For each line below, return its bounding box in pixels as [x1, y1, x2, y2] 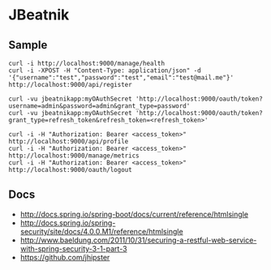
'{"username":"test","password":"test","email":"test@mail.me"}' [8, 74, 234, 82]
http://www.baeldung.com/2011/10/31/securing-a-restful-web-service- [19, 235, 257, 245]
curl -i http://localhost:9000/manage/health [8, 59, 165, 67]
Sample [8, 38, 48, 52]
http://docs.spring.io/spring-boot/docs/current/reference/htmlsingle [19, 209, 249, 219]
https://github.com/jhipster [19, 252, 110, 262]
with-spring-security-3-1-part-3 [19, 243, 127, 253]
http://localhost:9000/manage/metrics [8, 152, 140, 160]
